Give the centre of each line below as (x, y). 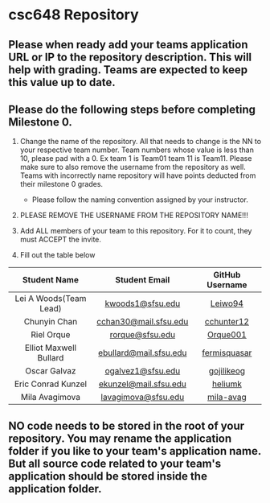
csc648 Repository (74, 15)
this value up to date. (62, 82)
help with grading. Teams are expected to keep (128, 70)
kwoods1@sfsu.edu (143, 303)
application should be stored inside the (108, 476)
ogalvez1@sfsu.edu (143, 371)
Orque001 (227, 335)
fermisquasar (227, 353)
